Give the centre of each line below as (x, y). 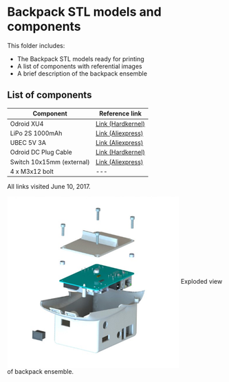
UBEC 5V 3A (28, 143)
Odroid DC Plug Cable (41, 153)
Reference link (121, 113)
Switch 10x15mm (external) (50, 161)
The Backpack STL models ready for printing (80, 58)
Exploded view (201, 282)
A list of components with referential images (79, 66)
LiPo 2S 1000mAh (36, 133)
